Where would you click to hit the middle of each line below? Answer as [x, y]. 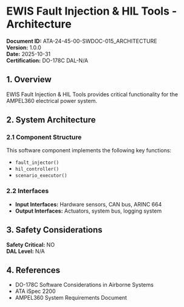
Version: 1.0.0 [24, 48]
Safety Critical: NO [31, 244]
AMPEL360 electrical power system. [52, 101]
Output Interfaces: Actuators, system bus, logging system [88, 211]
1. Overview [29, 79]
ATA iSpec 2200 [35, 291]
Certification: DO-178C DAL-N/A [47, 60]
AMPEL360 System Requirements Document [71, 298]
